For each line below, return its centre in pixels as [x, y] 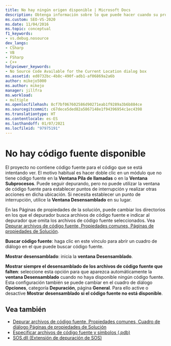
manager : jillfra [24, 90]
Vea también [26, 309]
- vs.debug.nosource [27, 39]
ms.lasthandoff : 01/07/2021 [35, 123]
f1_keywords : [19, 34]
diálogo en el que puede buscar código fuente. [54, 247]
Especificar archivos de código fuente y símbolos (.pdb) [72, 333]
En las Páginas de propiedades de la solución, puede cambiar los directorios [85, 210]
